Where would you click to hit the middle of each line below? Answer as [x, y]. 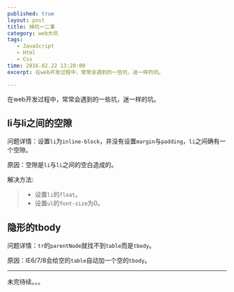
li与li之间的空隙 [40, 123]
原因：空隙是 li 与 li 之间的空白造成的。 [62, 165]
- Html [26, 53]
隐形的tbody [34, 227]
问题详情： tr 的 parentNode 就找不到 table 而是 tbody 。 [81, 246]
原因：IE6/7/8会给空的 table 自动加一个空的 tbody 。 [79, 261]
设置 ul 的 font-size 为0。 [69, 203]
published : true [31, 14]
